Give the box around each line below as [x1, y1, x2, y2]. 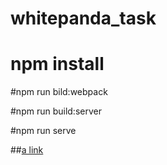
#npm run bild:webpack [10, 86, 108, 98]
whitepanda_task [10, 7, 157, 30]
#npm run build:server [10, 105, 102, 117]
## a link [10, 144, 44, 156]
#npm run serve [10, 125, 77, 137]
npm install [10, 53, 105, 76]
